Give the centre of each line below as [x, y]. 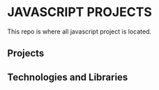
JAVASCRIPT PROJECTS [79, 12]
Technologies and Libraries [68, 77]
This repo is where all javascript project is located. [79, 31]
